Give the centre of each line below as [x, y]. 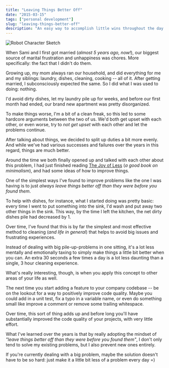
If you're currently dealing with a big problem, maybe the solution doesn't [82, 354]
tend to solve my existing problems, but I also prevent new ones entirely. [80, 345]
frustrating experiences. [31, 237]
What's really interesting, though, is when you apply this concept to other [82, 273]
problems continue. [26, 130]
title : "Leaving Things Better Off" [44, 10]
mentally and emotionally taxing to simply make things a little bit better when [85, 252]
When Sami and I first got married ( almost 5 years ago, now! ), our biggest [82, 53]
